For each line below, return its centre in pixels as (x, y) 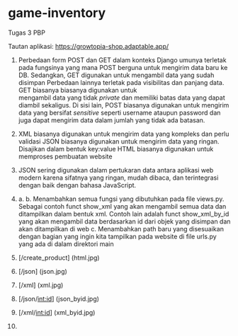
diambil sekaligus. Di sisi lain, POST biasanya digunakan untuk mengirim (124, 105)
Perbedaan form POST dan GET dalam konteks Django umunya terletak (122, 60)
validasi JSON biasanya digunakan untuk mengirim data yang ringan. (119, 141)
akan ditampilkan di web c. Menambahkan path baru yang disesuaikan (121, 228)
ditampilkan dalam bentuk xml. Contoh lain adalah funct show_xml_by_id (124, 214)
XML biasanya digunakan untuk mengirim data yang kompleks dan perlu (124, 134)
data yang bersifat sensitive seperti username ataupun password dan (119, 112)
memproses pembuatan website (65, 156)
